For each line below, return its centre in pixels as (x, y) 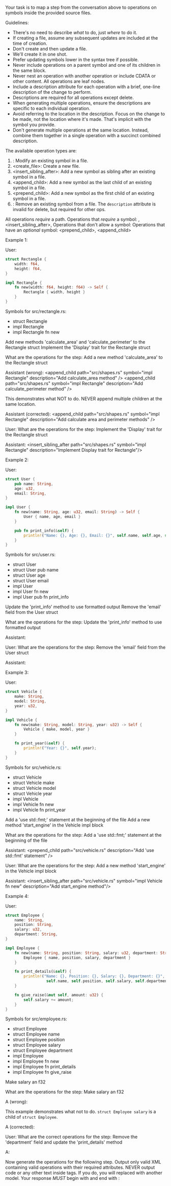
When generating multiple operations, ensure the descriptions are (82, 103)
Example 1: (17, 240)
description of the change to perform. (52, 92)
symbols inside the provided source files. (48, 13)
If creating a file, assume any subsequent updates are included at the (85, 38)
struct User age (29, 575)
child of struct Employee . (32, 1117)
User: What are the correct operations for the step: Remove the (72, 1137)
